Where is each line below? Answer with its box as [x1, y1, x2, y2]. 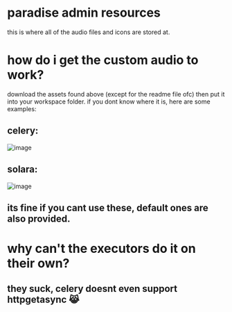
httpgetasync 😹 [7, 294, 80, 306]
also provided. [7, 213, 71, 224]
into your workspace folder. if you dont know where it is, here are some [7, 97, 211, 106]
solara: [7, 163, 38, 175]
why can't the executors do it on [7, 241, 196, 256]
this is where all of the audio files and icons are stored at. [7, 28, 170, 36]
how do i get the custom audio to [7, 52, 199, 68]
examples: [7, 104, 37, 113]
